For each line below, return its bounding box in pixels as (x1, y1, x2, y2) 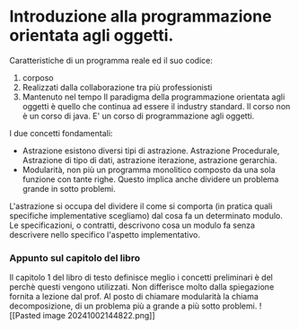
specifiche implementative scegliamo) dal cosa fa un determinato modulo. (9, 210, 283, 221)
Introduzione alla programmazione (9, 6, 272, 27)
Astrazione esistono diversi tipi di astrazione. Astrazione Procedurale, (22, 145, 280, 156)
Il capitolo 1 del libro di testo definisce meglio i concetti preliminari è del (9, 272, 274, 283)
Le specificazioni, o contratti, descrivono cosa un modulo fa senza (9, 220, 256, 230)
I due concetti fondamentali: (9, 127, 113, 138)
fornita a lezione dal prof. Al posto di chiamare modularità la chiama (9, 291, 259, 302)
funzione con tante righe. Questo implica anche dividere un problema (22, 173, 279, 185)
